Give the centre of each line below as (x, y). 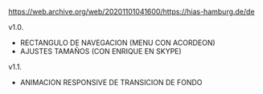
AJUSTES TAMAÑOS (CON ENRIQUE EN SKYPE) (101, 51)
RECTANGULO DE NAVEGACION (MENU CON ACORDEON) (117, 43)
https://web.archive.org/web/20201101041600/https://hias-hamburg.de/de (131, 12)
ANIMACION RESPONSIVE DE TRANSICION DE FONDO (111, 82)
